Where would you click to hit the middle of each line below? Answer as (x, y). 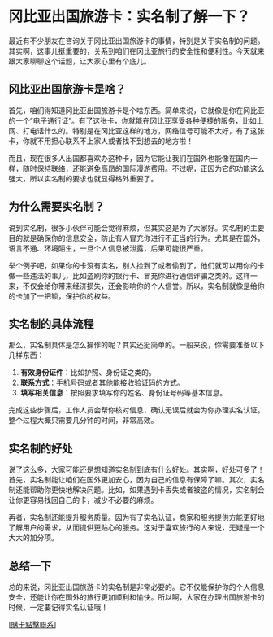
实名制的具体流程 (51, 323)
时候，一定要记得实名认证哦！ (58, 607)
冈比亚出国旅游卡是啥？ (67, 89)
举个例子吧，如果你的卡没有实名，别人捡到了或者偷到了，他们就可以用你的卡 (136, 265)
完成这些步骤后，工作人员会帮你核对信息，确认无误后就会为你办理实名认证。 (136, 410)
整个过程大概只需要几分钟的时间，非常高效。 (83, 421)
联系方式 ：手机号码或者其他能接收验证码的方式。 (102, 382)
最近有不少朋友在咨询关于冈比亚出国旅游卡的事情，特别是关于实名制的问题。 (136, 41)
